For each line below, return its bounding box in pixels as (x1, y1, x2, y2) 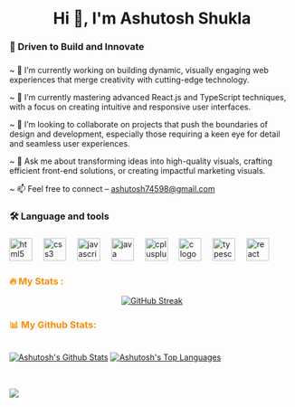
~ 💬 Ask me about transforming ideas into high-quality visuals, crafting (9, 156, 273, 166)
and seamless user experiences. (9, 138, 130, 149)
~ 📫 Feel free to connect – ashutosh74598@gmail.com (9, 184, 215, 194)
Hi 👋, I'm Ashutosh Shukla (52, 8, 252, 29)
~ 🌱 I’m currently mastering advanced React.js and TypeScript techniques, (9, 92, 287, 103)
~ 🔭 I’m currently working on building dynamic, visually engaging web (9, 65, 269, 76)
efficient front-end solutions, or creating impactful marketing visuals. (9, 166, 266, 176)
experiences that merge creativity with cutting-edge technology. (9, 74, 250, 85)
